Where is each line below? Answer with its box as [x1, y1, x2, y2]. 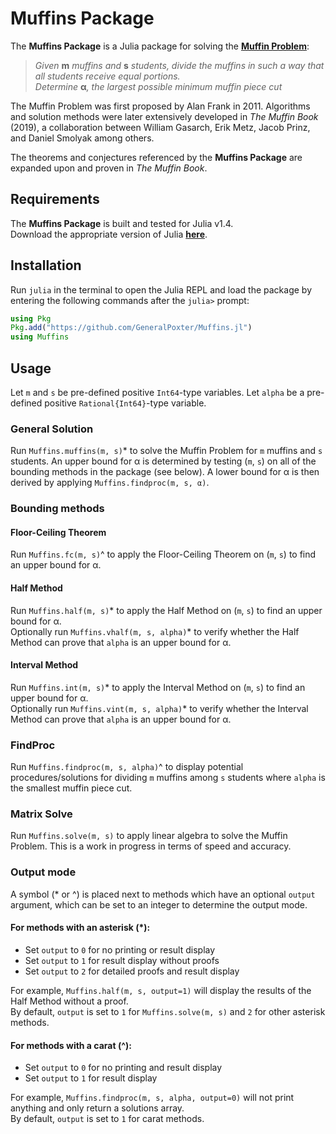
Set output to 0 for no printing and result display [24, 1062, 223, 1074]
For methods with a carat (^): [10, 1039, 132, 1051]
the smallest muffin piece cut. [10, 782, 133, 794]
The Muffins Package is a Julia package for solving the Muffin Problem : [10, 40, 310, 52]
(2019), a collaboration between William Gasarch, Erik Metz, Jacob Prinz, [10, 121, 311, 133]
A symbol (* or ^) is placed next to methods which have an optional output [10, 888, 316, 900]
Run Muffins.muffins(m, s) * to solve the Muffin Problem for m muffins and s [10, 445, 323, 457]
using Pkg [10, 313, 52, 324]
